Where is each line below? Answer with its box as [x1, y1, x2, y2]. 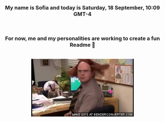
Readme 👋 [70, 42, 95, 49]
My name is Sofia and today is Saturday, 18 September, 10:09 [5, 4, 160, 11]
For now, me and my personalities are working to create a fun [5, 35, 160, 42]
